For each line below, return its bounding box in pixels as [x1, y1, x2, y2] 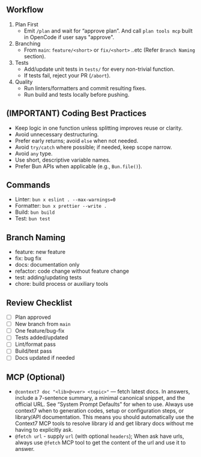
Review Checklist [6, 297, 73, 308]
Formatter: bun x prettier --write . [14, 202, 107, 210]
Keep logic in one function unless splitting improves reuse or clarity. [14, 124, 183, 132]
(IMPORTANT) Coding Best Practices [6, 108, 147, 119]
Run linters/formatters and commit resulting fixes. [23, 84, 147, 92]
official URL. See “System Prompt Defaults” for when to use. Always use [14, 401, 194, 408]
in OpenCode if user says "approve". [23, 33, 115, 41]
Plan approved [14, 313, 51, 321]
